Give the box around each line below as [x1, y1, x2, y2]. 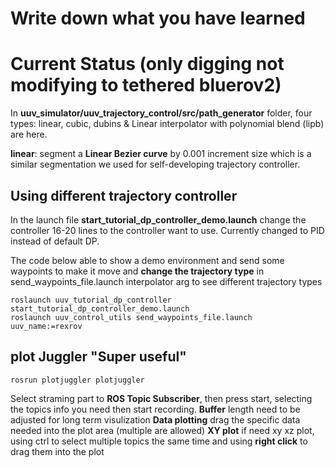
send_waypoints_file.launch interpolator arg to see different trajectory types [10, 275, 323, 287]
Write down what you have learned [10, 7, 306, 30]
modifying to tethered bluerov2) [10, 74, 282, 97]
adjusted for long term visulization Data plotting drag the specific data [10, 413, 301, 426]
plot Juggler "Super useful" [10, 348, 187, 366]
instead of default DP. [10, 235, 100, 247]
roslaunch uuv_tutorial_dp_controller [10, 295, 172, 305]
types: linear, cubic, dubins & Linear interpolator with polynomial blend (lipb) [10, 118, 325, 130]
